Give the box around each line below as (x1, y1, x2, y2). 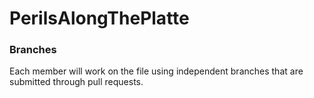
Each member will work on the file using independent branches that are (9, 65, 304, 77)
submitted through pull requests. (9, 76, 144, 88)
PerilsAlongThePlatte (9, 7, 190, 30)
